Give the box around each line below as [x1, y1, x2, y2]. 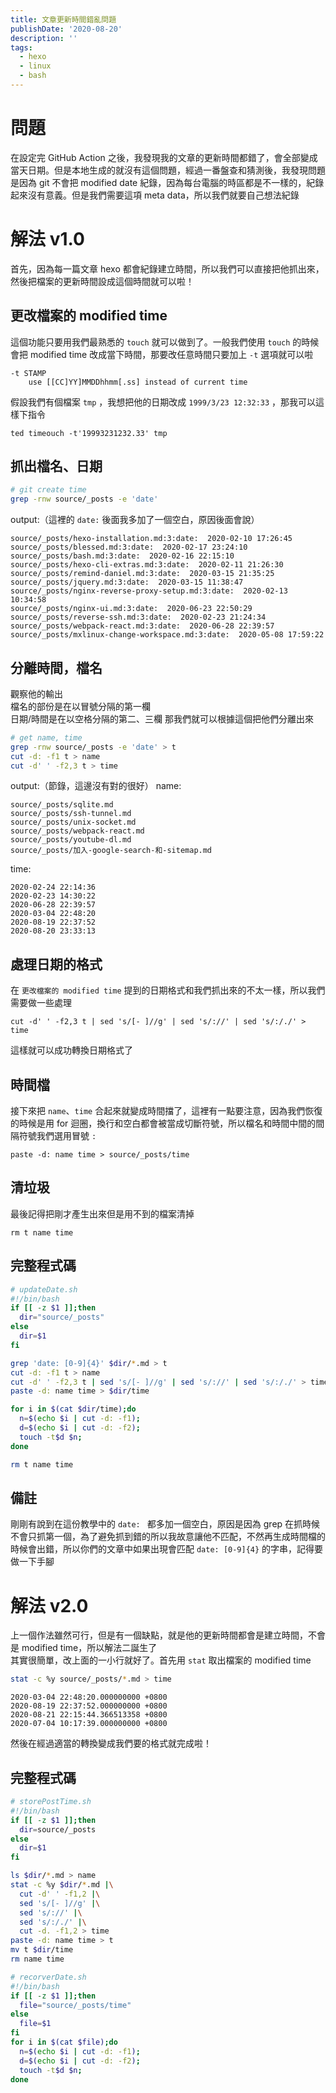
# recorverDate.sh [10, 1972, 87, 1982]
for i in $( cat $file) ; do [10, 2037, 118, 2047]
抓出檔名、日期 [10, 457, 103, 475]
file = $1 [19, 2019, 52, 2029]
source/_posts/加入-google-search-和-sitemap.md [10, 846, 213, 856]
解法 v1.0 [10, 228, 85, 250]
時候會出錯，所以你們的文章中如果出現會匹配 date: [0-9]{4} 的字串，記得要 [10, 1543, 324, 1555]
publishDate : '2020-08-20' [10, 24, 123, 34]
